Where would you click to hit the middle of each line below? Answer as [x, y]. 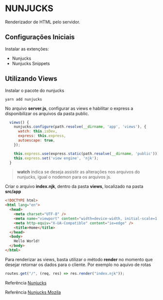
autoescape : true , [36, 141]
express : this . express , [42, 136]
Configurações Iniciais [40, 37]
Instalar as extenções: [27, 49]
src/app [13, 192]
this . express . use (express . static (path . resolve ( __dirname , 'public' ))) [87, 153]
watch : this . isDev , [37, 132]
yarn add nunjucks [24, 99]
